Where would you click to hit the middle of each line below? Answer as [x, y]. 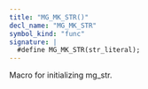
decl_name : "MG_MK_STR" [53, 26]
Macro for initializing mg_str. [61, 75]
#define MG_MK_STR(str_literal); [79, 50]
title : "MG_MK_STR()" [49, 17]
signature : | [33, 42]
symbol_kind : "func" [47, 33]
